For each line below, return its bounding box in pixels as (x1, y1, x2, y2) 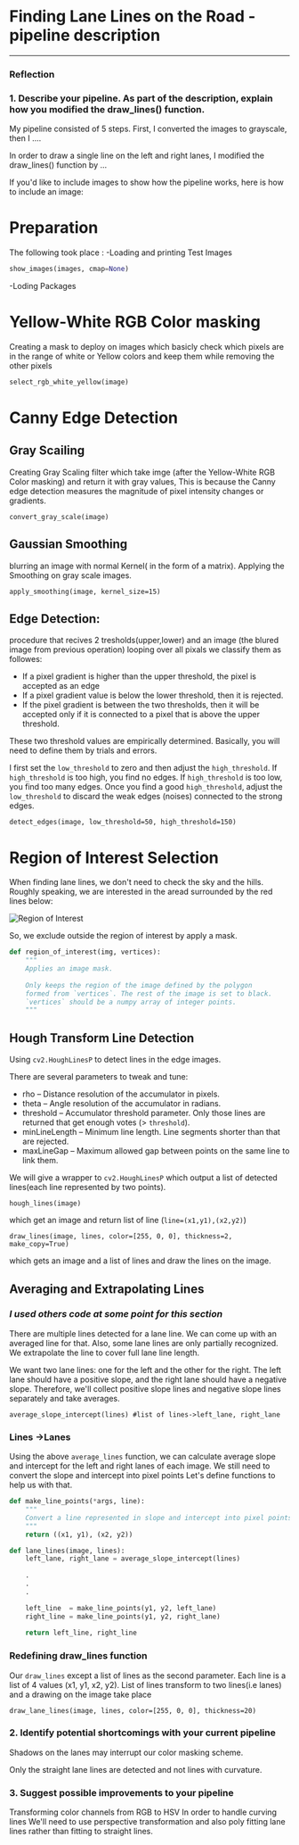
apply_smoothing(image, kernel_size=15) (9, 587, 162, 596)
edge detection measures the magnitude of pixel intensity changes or (9, 485, 264, 496)
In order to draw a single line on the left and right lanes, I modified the (9, 150, 265, 161)
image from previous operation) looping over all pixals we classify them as (9, 644, 282, 655)
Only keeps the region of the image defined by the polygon (25, 980, 253, 989)
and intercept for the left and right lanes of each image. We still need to (9, 1460, 271, 1471)
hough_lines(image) (9, 1199, 82, 1208)
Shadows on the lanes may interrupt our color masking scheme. (9, 1747, 244, 1758)
